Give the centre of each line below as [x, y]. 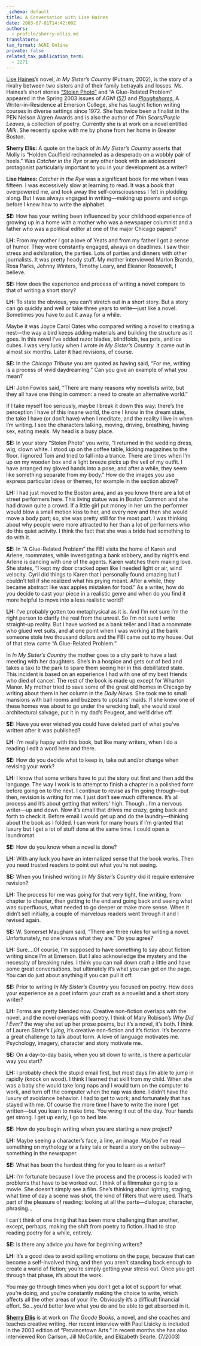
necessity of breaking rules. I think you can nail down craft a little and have [98, 962]
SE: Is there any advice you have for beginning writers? [74, 1244]
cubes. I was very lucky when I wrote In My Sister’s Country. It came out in [98, 345]
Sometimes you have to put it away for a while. [64, 314]
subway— [173, 1147]
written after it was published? [43, 730]
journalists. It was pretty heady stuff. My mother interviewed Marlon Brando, [100, 259]
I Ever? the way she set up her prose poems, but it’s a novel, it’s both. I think [100, 1024]
